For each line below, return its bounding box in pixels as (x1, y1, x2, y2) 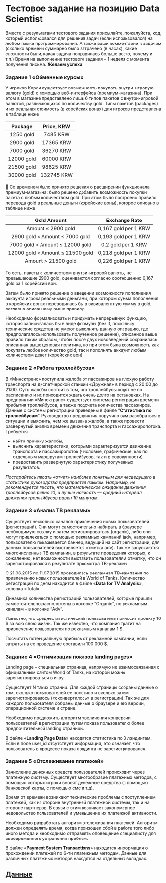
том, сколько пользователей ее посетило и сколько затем (5, 690, 129, 696)
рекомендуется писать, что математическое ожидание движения (5, 484, 146, 490)
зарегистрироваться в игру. (5, 675, 65, 681)
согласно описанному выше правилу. (5, 306, 85, 312)
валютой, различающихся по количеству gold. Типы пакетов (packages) (5, 101, 158, 107)
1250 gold (9, 132, 35, 138)
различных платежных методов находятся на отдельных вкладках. (5, 856, 148, 862)
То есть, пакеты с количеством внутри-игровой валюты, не (5, 270, 132, 276)
